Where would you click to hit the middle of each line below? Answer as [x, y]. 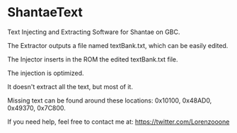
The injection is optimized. [46, 73]
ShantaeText [45, 12]
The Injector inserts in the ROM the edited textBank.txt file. [93, 59]
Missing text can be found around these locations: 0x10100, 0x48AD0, [110, 100]
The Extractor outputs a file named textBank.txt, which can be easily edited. [118, 45]
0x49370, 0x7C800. [36, 108]
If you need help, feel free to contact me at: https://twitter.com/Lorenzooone [118, 122]
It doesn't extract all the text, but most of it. [70, 86]
